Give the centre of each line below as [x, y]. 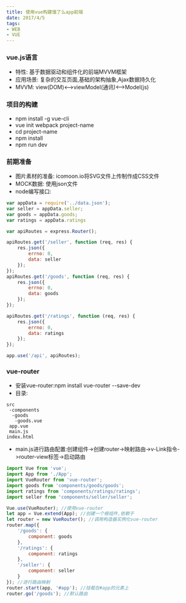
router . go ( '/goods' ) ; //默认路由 [47, 593]
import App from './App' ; [39, 474]
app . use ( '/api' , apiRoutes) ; [43, 356]
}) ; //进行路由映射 [28, 582]
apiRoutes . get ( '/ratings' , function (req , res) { [71, 316]
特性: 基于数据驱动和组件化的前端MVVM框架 [71, 72]
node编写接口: [33, 191]
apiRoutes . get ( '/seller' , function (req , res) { [69, 242]
